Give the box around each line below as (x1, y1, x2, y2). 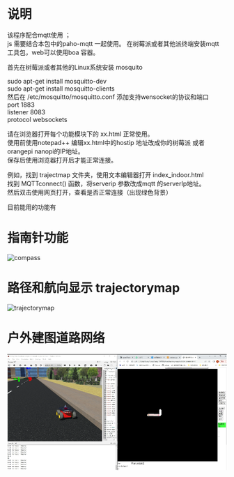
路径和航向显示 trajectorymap (7, 280, 180, 296)
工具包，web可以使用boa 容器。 (7, 48, 100, 56)
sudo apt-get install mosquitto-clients (7, 84, 115, 93)
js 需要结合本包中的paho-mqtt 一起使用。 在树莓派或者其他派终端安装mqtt (7, 39, 219, 47)
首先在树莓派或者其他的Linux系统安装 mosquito (7, 63, 143, 71)
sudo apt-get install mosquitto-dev (7, 77, 107, 85)
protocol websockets (7, 115, 68, 123)
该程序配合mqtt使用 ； (7, 31, 71, 39)
